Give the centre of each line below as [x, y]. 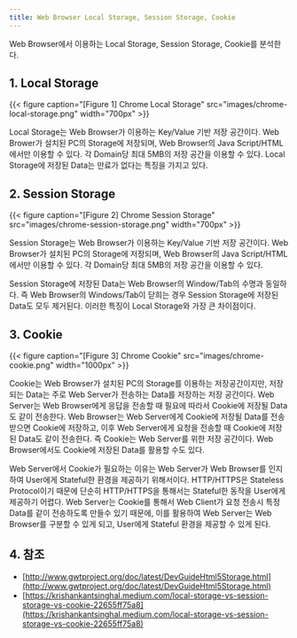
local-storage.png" [43, 114]
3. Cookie [36, 335]
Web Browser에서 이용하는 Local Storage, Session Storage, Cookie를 [133, 43]
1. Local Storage [54, 84]
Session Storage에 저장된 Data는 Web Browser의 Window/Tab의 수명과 [137, 284]
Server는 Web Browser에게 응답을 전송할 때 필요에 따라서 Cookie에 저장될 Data [148, 406]
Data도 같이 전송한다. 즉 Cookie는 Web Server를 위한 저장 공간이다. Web [146, 439]
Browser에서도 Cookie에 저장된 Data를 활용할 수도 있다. [107, 450]
